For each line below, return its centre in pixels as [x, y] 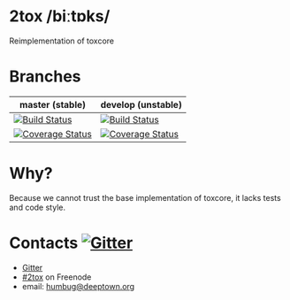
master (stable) [53, 104]
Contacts [44, 243]
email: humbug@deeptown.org [78, 286]
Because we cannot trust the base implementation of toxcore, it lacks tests [145, 197]
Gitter [32, 267]
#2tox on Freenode [57, 277]
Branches [45, 77]
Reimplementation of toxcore [62, 41]
